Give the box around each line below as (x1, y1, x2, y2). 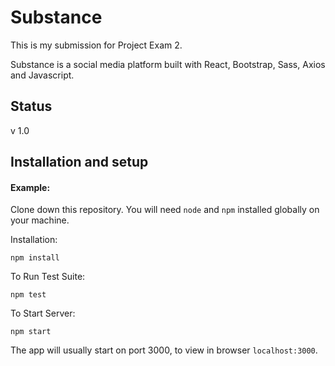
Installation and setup (10, 154, 149, 171)
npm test (10, 290, 47, 300)
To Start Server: (10, 307, 76, 320)
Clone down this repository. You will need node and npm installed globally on (10, 204, 320, 216)
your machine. (10, 214, 70, 226)
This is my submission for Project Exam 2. (10, 39, 183, 51)
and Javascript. (10, 69, 75, 81)
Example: (10, 181, 51, 193)
